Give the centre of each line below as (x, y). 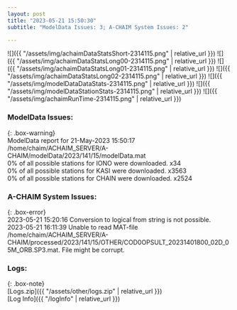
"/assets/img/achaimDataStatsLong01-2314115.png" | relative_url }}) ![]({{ (123, 69)
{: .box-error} (27, 212)
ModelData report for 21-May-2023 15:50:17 (71, 140)
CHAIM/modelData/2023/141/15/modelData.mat (77, 155)
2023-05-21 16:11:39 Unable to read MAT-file (73, 227)
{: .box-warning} (31, 133)
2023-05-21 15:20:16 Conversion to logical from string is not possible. (109, 219)
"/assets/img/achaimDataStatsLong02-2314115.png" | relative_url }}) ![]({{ (115, 76)
